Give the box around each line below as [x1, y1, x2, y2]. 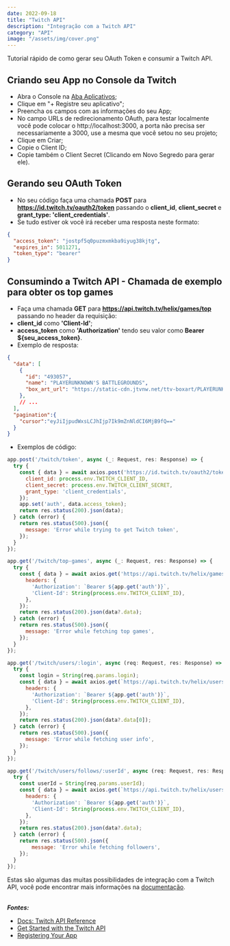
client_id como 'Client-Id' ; [16, 319, 93, 327]
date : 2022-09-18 [7, 10, 57, 17]
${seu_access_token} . [16, 333, 82, 341]
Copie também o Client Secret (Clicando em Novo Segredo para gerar [16, 150, 215, 158]
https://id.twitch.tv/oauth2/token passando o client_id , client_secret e [16, 203, 222, 211]
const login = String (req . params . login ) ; [19, 672, 139, 679]
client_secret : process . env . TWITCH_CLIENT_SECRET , [25, 481, 173, 489]
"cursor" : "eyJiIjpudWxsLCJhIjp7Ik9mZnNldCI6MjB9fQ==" [19, 417, 176, 425]
